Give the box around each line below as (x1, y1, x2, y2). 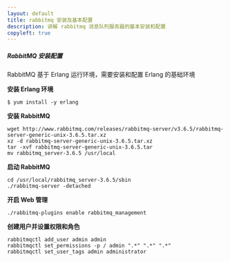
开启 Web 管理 (7, 196, 48, 204)
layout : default (7, 10, 54, 17)
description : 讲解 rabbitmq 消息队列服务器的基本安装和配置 (7, 23, 166, 30)
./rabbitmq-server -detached (7, 183, 91, 190)
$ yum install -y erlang (7, 99, 79, 106)
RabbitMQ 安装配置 (7, 51, 63, 59)
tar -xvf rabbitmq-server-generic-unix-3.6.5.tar (7, 144, 153, 151)
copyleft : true (7, 29, 51, 37)
